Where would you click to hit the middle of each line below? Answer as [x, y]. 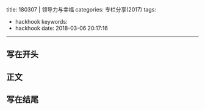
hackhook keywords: [41, 22]
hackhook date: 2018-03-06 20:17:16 [61, 28]
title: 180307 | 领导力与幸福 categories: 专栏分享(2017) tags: [81, 9]
